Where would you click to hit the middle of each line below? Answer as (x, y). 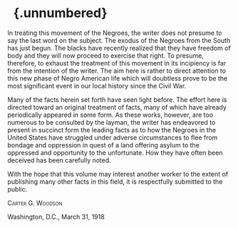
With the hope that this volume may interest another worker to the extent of (118, 174)
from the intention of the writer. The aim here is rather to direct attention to (117, 71)
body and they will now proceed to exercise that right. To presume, (106, 56)
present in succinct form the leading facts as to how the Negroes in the (112, 130)
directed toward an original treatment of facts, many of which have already (117, 107)
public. (17, 189)
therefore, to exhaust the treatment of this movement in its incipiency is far (117, 63)
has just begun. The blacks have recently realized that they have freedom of (119, 48)
